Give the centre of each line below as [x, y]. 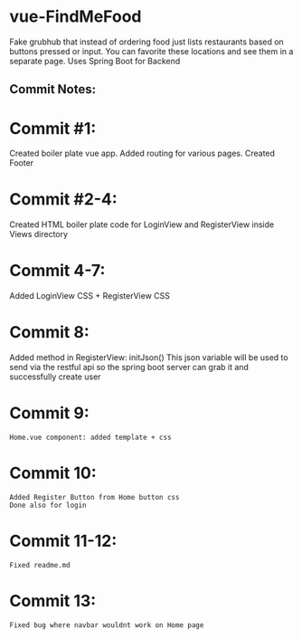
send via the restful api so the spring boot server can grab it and [129, 367]
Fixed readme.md [40, 565]
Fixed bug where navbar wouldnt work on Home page [107, 625]
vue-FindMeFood [75, 17]
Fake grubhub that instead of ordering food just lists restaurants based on [147, 42]
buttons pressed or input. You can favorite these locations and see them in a [151, 51]
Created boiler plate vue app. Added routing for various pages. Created [142, 153]
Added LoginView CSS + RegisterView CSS [90, 296]
